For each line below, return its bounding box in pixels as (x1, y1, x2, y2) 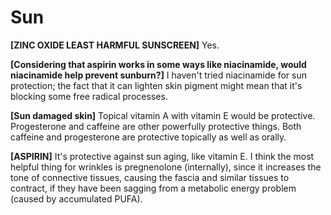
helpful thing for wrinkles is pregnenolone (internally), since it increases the (10, 161, 322, 173)
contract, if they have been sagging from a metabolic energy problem (10, 182, 297, 194)
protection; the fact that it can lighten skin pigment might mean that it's (10, 79, 303, 91)
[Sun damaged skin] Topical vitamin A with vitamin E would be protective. (10, 109, 316, 121)
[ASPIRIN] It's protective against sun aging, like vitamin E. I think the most (10, 150, 315, 162)
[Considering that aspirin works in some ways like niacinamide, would (10, 58, 307, 70)
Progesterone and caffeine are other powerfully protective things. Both (10, 120, 302, 132)
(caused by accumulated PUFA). (10, 192, 143, 205)
